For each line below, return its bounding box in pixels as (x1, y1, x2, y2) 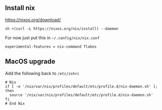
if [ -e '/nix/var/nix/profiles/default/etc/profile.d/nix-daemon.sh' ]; (5, 84, 158, 89)
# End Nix (5, 101, 25, 106)
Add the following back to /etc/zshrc (5, 70, 79, 76)
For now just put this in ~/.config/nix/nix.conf (5, 35, 100, 40)
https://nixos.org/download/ (5, 17, 61, 22)
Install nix (5, 4, 36, 12)
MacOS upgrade (5, 57, 55, 66)
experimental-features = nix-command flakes (5, 44, 97, 49)
